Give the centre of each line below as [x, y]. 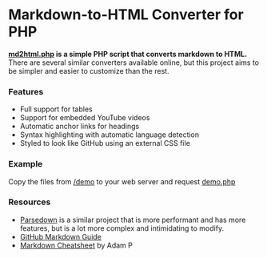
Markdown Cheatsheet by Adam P [76, 245]
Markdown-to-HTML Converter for [126, 15]
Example [26, 164]
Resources [30, 202]
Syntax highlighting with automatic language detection [110, 135]
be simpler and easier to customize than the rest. [89, 71]
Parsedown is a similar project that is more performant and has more [133, 220]
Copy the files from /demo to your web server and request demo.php [122, 181]
